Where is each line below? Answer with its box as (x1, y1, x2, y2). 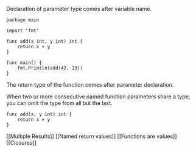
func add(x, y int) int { (6, 111, 72, 117)
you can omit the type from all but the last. (6, 100, 113, 106)
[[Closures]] (6, 139, 37, 146)
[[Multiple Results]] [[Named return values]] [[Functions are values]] (6, 132, 177, 140)
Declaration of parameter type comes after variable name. (6, 5, 152, 12)
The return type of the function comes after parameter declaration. (6, 81, 174, 88)
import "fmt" (6, 27, 40, 34)
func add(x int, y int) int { (6, 38, 83, 45)
